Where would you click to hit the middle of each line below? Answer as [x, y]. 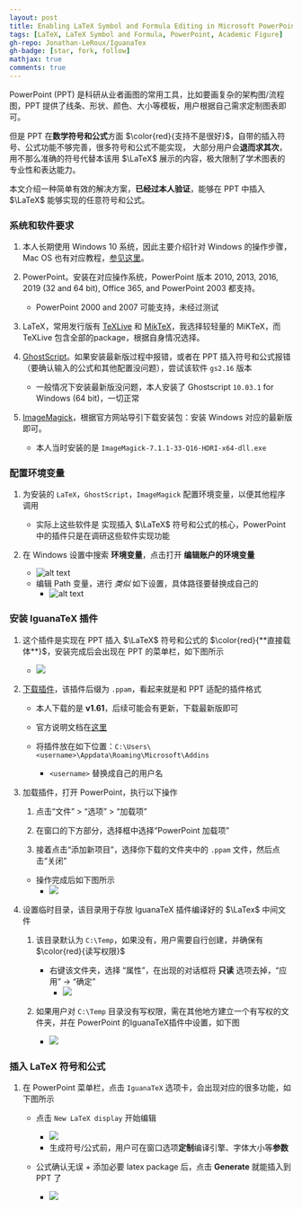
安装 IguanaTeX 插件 [54, 619]
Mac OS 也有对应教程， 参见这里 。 [85, 258]
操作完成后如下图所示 [75, 879]
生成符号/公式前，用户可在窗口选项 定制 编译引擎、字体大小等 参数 [169, 1148]
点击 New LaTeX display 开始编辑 [96, 1118]
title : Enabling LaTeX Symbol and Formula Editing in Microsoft [132, 26]
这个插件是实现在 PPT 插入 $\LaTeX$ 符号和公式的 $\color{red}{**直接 [152, 640]
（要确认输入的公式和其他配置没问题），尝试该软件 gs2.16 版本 [137, 368]
